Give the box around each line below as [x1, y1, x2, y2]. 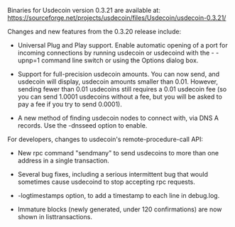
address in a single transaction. [17, 156, 110, 165]
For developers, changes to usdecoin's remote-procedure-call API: [7, 135, 204, 143]
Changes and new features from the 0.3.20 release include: [7, 28, 182, 35]
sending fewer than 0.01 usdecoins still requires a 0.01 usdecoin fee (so [17, 85, 227, 93]
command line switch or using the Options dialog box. [41, 56, 199, 65]
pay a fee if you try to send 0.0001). [17, 100, 122, 109]
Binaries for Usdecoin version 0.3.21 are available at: [7, 6, 161, 14]
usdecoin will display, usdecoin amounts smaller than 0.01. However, [17, 77, 219, 86]
